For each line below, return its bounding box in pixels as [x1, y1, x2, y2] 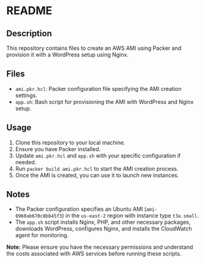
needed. [15, 158, 37, 166]
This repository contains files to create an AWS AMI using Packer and [6, 44, 182, 52]
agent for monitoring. [15, 232, 69, 239]
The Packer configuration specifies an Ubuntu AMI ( [15, 205, 147, 213]
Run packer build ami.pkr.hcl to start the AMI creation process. [15, 165, 179, 172]
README [6, 4, 53, 18]
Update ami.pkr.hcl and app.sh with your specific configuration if [15, 152, 181, 159]
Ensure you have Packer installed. [15, 145, 101, 152]
